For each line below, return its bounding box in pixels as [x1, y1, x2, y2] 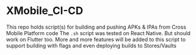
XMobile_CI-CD [6, 4, 84, 18]
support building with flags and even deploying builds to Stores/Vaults [6, 42, 177, 49]
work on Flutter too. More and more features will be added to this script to [6, 36, 186, 43]
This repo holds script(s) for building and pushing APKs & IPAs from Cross [6, 23, 187, 30]
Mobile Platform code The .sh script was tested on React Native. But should [6, 29, 191, 36]
